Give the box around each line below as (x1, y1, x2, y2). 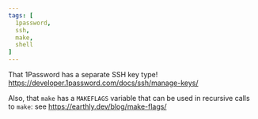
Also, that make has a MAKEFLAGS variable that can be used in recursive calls (8, 94, 251, 102)
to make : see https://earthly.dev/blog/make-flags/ (8, 102, 167, 111)
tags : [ (8, 11, 34, 20)
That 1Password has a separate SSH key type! (8, 70, 158, 79)
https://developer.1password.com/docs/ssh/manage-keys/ (8, 78, 199, 87)
